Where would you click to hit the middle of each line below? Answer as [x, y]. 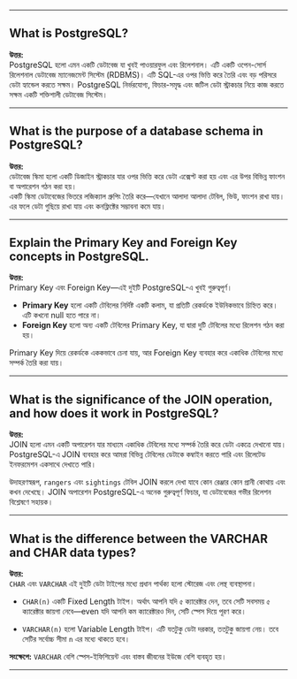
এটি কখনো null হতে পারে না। [61, 316]
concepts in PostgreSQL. [79, 257]
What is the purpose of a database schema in [136, 131]
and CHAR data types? [73, 552]
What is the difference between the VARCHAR [138, 539]
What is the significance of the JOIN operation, [141, 399]
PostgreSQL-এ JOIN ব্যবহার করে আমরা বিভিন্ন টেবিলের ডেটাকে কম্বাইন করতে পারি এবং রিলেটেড [137, 454]
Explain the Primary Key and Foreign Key [123, 243]
